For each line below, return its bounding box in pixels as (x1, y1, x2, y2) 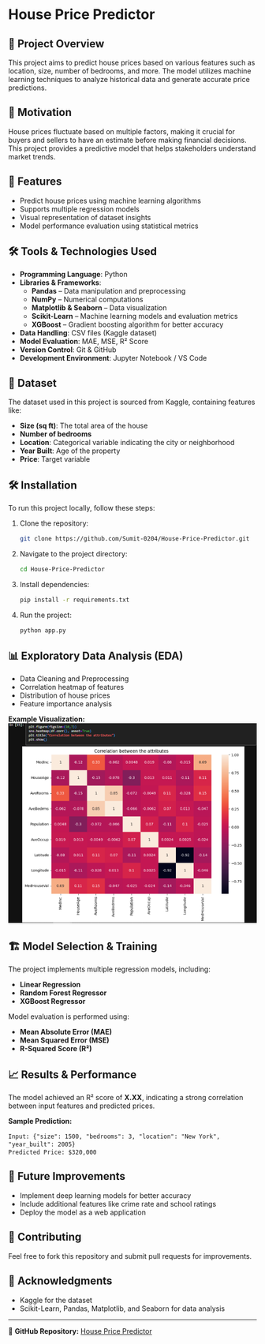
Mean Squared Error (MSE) (19, 1035, 110, 1045)
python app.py (19, 626, 66, 635)
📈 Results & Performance (8, 1068, 136, 1081)
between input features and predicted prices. (8, 1101, 155, 1110)
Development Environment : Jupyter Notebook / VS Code (19, 354, 207, 363)
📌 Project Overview (8, 37, 105, 51)
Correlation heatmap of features (19, 683, 125, 692)
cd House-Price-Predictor (19, 565, 105, 573)
